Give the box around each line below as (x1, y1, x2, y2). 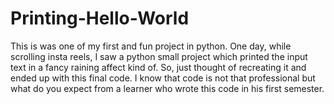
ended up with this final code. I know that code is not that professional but (10, 72, 316, 84)
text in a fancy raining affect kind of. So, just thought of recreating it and (10, 61, 307, 73)
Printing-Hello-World (10, 7, 190, 30)
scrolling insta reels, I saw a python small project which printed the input (10, 50, 308, 62)
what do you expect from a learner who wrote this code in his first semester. (10, 82, 325, 94)
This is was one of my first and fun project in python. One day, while (10, 40, 292, 52)
